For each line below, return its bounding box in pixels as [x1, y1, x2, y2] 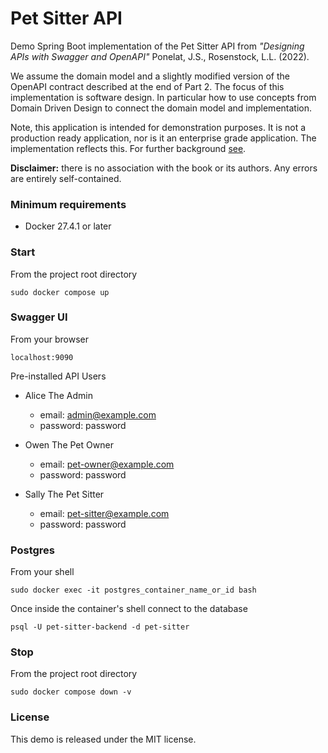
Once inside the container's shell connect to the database [10, 603, 248, 615]
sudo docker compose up [10, 287, 110, 297]
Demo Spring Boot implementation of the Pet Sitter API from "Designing [10, 40, 305, 52]
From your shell [10, 566, 75, 578]
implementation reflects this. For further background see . [10, 142, 247, 154]
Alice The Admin [24, 389, 93, 401]
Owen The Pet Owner [24, 438, 114, 451]
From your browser [10, 333, 89, 345]
